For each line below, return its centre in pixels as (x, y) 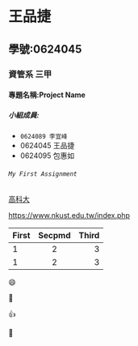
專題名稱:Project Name (47, 95)
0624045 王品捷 (47, 146)
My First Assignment (43, 174)
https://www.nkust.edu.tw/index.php (69, 216)
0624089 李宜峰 (44, 137)
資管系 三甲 (30, 74)
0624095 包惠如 (47, 156)
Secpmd (54, 236)
